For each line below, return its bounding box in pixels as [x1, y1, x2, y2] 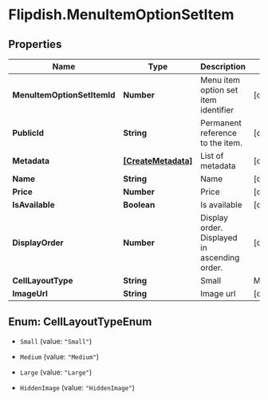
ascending [200, 252, 240, 263]
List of [200, 150, 224, 161]
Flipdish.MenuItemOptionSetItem [8, 6, 235, 24]
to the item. [200, 137, 243, 149]
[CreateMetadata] [123, 156, 193, 166]
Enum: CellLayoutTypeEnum [8, 315, 152, 329]
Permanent [200, 117, 242, 129]
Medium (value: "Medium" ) [19, 351, 100, 361]
